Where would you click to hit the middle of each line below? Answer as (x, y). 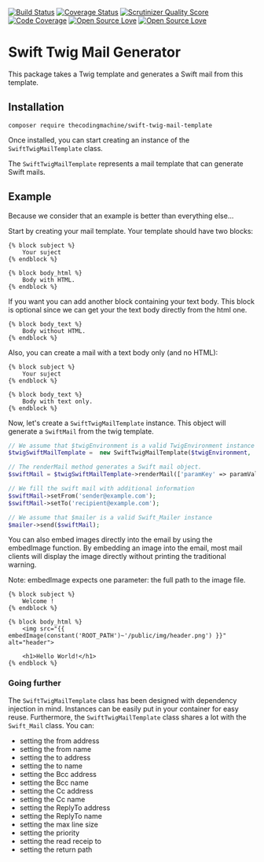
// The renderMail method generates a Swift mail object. (105, 467)
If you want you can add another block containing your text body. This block (132, 301)
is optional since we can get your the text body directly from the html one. (128, 309)
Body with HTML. (49, 279)
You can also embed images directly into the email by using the (110, 540)
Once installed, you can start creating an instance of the (99, 140)
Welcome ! (38, 601)
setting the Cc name (52, 799)
